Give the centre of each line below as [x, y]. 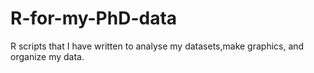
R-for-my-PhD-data [94, 18]
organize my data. [47, 56]
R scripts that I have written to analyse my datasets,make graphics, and [157, 46]
